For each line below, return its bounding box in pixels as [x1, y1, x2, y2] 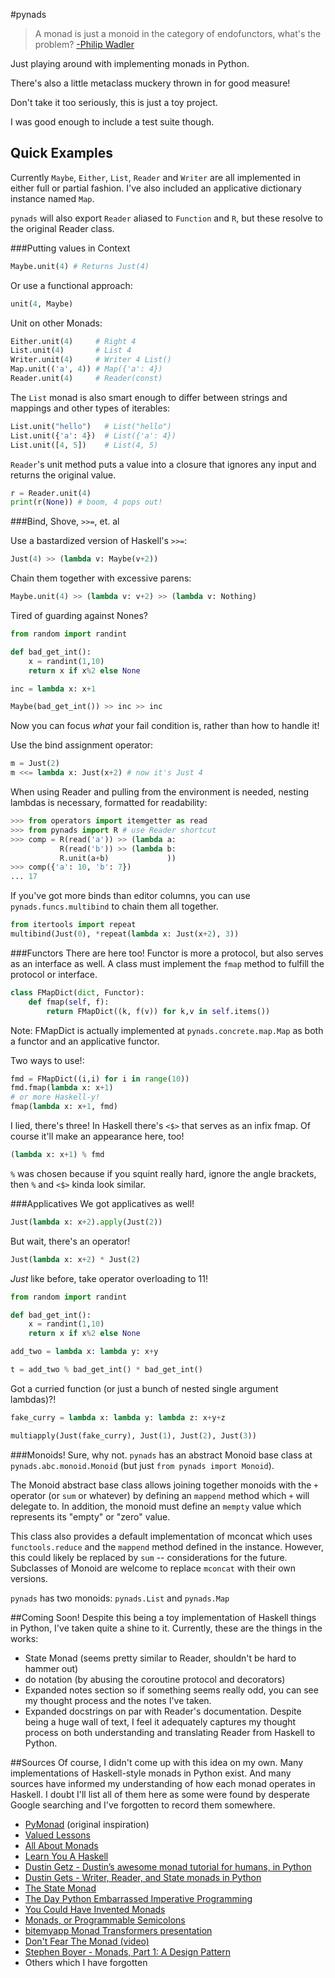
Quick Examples [10, 145, 114, 162]
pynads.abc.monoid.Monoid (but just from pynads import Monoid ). [10, 1459, 275, 1471]
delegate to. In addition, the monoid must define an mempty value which [10, 1500, 302, 1512]
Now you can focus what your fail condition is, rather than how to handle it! [10, 720, 320, 732]
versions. [10, 1572, 48, 1584]
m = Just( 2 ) [10, 759, 60, 769]
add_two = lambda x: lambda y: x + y [10, 1347, 159, 1357]
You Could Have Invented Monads [24, 1903, 166, 1915]
